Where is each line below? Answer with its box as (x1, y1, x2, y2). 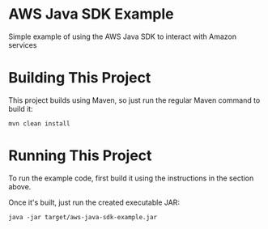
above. (8, 181, 32, 191)
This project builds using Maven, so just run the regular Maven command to (8, 95, 261, 105)
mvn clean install (8, 119, 70, 128)
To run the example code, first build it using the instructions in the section (8, 173, 254, 183)
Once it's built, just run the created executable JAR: (8, 197, 181, 207)
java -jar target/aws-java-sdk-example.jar (8, 213, 158, 221)
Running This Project (8, 146, 152, 165)
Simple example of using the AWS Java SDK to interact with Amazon (8, 32, 237, 41)
